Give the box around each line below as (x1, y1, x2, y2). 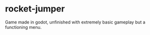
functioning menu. (5, 24, 42, 30)
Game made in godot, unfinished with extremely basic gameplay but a (5, 19, 146, 25)
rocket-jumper (5, 3, 65, 14)
